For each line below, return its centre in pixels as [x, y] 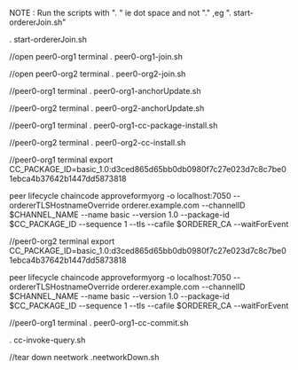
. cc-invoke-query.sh [47, 340]
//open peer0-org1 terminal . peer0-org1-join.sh [96, 56]
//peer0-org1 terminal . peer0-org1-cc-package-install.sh [114, 125]
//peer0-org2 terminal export [62, 241]
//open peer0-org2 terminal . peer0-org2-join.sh [98, 74]
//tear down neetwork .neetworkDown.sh [84, 357]
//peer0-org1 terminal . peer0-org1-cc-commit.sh [99, 323]
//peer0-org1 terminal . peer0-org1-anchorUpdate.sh [105, 91]
